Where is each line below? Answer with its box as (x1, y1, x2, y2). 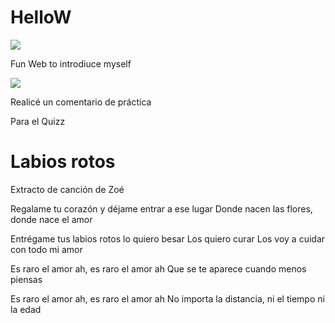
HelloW (10, 6, 72, 29)
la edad (10, 303, 42, 315)
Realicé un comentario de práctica (10, 96, 152, 108)
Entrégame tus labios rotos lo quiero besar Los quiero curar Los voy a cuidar (10, 232, 326, 245)
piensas (10, 273, 43, 285)
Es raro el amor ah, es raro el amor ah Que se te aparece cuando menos (10, 262, 307, 275)
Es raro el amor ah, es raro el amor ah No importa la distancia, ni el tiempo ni (10, 292, 325, 305)
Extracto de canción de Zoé (10, 183, 125, 195)
